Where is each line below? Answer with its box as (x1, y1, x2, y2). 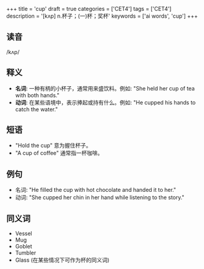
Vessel (15, 230, 32, 237)
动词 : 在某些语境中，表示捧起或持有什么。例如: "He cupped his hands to (15, 98, 196, 106)
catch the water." (15, 106, 58, 113)
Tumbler (15, 249, 37, 257)
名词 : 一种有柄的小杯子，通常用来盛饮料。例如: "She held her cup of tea (15, 84, 195, 92)
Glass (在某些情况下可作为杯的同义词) (15, 256, 110, 264)
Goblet (15, 243, 32, 250)
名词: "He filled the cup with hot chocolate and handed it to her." (15, 186, 177, 194)
